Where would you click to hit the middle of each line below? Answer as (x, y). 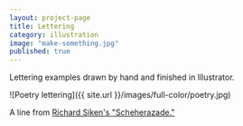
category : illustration (54, 34)
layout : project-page (50, 18)
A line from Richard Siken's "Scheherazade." (92, 112)
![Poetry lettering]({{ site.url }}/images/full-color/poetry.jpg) (120, 95)
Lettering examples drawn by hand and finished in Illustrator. (122, 77)
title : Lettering (42, 26)
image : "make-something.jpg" (64, 43)
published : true (40, 52)
